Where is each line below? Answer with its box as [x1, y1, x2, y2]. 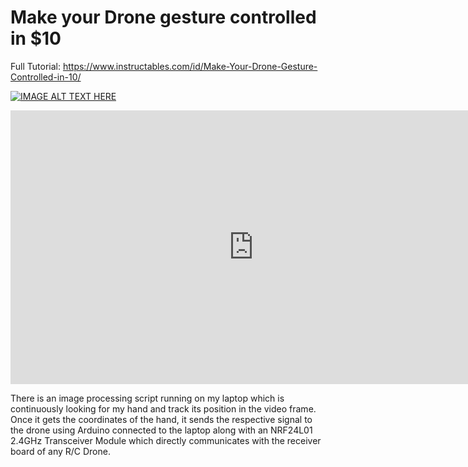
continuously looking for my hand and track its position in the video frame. [10, 402, 317, 415]
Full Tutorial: [10, 60, 61, 72]
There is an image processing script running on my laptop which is [10, 392, 285, 404]
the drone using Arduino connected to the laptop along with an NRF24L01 [10, 424, 313, 436]
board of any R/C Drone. [10, 445, 111, 457]
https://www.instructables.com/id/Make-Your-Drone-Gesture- [62, 60, 318, 72]
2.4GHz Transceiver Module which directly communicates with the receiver [10, 434, 322, 446]
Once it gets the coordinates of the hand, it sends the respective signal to [10, 413, 313, 425]
